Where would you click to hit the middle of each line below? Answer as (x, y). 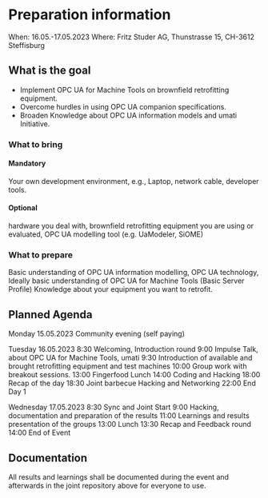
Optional (23, 208)
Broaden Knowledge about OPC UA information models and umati (128, 115)
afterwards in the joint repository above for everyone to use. (107, 486)
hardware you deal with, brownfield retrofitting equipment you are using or (131, 226)
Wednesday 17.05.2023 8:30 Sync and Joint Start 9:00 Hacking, (114, 407)
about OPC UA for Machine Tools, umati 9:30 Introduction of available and (130, 358)
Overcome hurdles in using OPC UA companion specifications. (123, 106)
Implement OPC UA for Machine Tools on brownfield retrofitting (124, 90)
